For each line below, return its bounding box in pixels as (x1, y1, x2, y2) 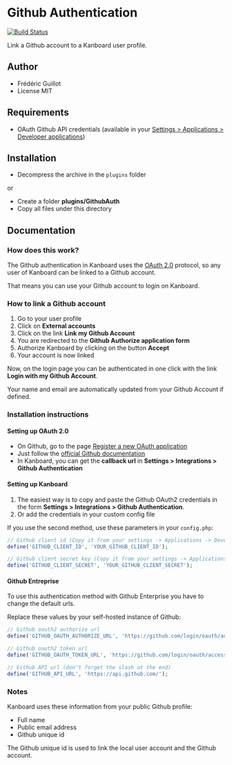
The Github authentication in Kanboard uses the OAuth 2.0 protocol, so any (7, 261, 221, 270)
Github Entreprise (7, 577, 59, 585)
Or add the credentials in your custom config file (17, 510, 155, 518)
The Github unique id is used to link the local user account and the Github (7, 744, 216, 752)
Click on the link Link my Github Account (17, 329, 135, 337)
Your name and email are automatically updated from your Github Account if (7, 385, 224, 394)
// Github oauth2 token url (7, 645, 88, 653)
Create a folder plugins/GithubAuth (17, 197, 120, 206)
